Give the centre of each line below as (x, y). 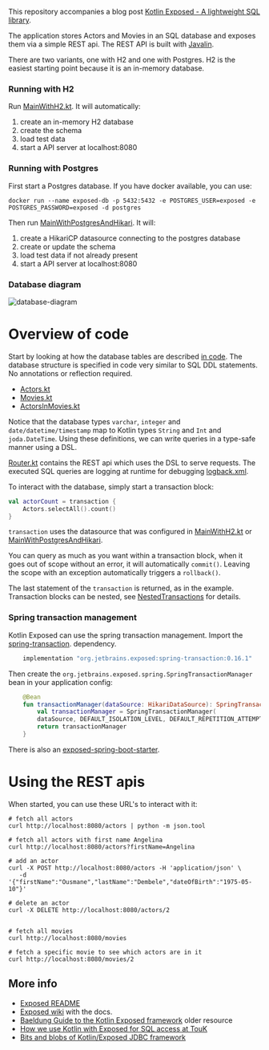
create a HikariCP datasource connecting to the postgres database (130, 238)
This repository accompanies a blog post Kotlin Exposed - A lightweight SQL (134, 12)
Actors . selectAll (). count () (69, 509)
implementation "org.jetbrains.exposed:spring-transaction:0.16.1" (137, 658)
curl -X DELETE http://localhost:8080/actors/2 (89, 910)
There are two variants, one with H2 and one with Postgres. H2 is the (122, 60)
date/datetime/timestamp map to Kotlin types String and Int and (115, 430)
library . (20, 20)
